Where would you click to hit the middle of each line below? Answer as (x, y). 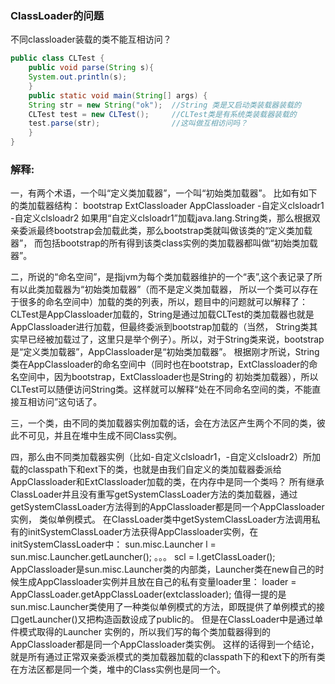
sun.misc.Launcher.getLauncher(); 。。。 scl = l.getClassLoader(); (143, 557)
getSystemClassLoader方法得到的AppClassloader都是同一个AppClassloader (167, 507)
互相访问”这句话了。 (60, 402)
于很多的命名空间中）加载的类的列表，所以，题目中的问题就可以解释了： (159, 302)
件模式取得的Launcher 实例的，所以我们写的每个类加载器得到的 (140, 632)
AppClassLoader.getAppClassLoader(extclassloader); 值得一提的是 (148, 594)
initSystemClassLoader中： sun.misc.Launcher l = (113, 544)
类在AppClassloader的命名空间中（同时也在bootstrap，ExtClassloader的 (160, 364)
